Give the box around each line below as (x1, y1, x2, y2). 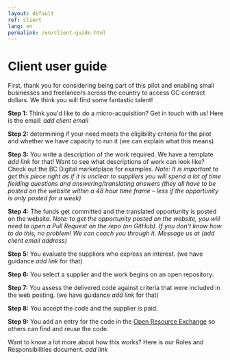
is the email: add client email (8, 117, 88, 125)
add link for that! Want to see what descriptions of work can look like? (8, 158, 205, 166)
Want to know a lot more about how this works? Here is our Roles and (8, 338, 204, 346)
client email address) (8, 237, 68, 245)
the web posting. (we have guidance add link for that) (8, 291, 159, 299)
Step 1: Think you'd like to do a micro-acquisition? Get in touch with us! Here (8, 109, 224, 117)
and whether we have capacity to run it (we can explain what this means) (8, 137, 214, 145)
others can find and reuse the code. (8, 325, 109, 333)
